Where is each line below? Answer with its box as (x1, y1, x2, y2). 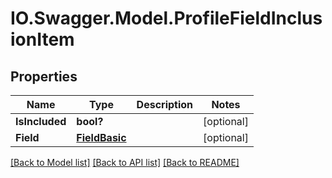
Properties (10, 68, 78, 85)
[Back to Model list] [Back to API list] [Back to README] (10, 157, 240, 168)
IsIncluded (15, 115, 67, 128)
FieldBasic (76, 131, 127, 144)
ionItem (10, 28, 75, 51)
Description (136, 98, 194, 111)
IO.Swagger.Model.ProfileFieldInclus (10, 7, 323, 30)
